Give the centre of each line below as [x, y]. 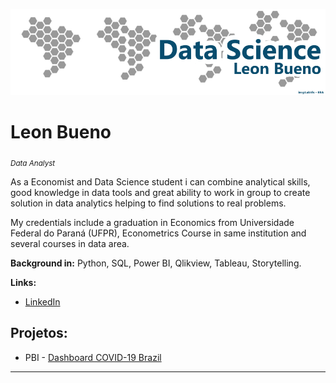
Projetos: [39, 333]
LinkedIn [42, 301]
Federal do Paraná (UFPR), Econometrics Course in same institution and [158, 233]
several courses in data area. [70, 243]
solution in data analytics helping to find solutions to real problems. [148, 203]
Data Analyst [33, 163]
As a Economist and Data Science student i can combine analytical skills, [160, 181]
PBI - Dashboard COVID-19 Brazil [93, 357]
